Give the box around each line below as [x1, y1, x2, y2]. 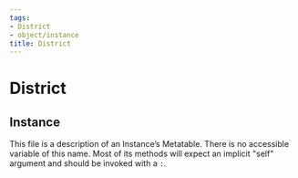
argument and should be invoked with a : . [9, 158, 167, 169]
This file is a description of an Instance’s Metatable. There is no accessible [9, 139, 290, 150]
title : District [9, 38, 71, 48]
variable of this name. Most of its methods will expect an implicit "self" [9, 148, 274, 160]
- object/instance [9, 30, 79, 39]
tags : [9, 13, 30, 23]
